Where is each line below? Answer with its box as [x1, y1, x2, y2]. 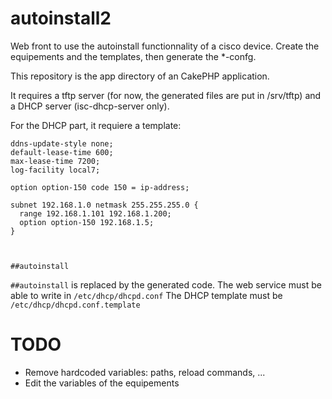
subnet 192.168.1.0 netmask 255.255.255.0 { [10, 200, 199, 210]
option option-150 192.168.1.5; [19, 217, 155, 227]
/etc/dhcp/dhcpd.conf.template [10, 300, 141, 310]
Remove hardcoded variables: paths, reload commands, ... [24, 366, 266, 378]
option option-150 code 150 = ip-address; [10, 182, 190, 192]
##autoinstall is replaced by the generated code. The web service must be [10, 278, 322, 291]
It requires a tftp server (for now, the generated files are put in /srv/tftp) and [10, 89, 322, 101]
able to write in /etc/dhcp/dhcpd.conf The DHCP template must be [10, 289, 283, 301]
